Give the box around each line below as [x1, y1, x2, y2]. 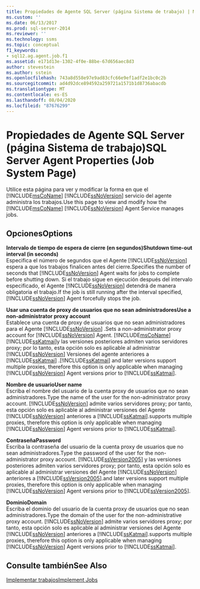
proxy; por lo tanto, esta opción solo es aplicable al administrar [6, 344, 161, 352]
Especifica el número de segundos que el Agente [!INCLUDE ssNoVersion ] [6, 257, 187, 264]
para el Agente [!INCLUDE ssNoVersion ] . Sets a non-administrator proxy [6, 325, 182, 333]
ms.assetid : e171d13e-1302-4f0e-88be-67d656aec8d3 [6, 58, 135, 64]
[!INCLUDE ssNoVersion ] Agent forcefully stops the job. [6, 295, 141, 302]
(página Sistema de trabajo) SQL [6, 141, 167, 155]
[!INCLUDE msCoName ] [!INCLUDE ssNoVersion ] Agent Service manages [6, 205, 184, 212]
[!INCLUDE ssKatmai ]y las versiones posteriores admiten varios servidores [6, 338, 188, 345]
